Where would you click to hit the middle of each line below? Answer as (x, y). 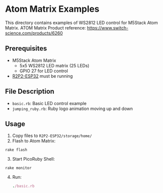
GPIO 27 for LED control (44, 71)
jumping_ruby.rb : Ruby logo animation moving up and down (72, 109)
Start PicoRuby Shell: (33, 159)
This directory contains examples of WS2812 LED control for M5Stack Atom (81, 23)
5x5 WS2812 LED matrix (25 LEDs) (54, 65)
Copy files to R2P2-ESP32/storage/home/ (52, 136)
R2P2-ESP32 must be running (42, 76)
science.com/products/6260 (34, 33)
